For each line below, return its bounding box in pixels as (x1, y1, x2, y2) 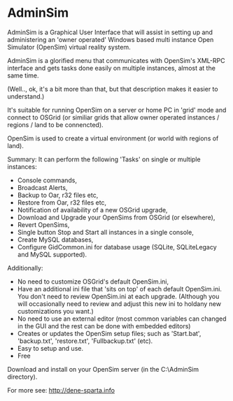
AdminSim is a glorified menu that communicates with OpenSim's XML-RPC (7, 56, 225, 64)
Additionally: (7, 263, 43, 272)
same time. (7, 71, 40, 80)
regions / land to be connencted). (7, 120, 104, 129)
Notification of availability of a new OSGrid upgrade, (17, 205, 168, 214)
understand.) (7, 92, 45, 101)
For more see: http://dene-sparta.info (7, 386, 115, 394)
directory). (7, 372, 38, 381)
